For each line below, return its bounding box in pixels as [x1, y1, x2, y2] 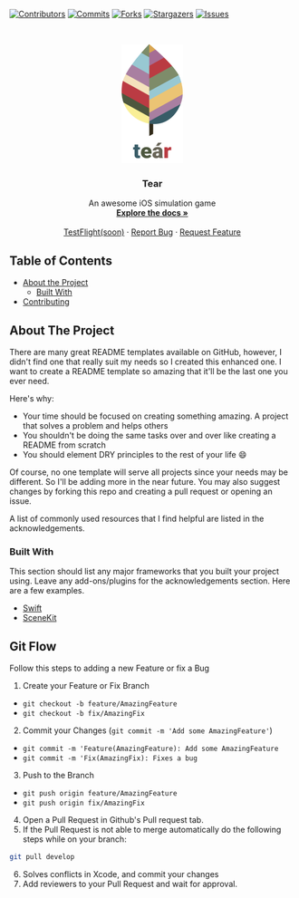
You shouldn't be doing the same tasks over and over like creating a [22, 430, 276, 440]
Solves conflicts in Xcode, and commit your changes [22, 868, 219, 879]
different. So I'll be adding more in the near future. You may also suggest [9, 476, 281, 487]
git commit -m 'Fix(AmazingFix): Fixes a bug [22, 754, 198, 763]
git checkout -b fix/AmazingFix [22, 710, 145, 719]
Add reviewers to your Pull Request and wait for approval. [22, 878, 238, 889]
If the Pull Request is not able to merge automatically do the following [22, 825, 282, 835]
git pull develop [9, 853, 75, 862]
